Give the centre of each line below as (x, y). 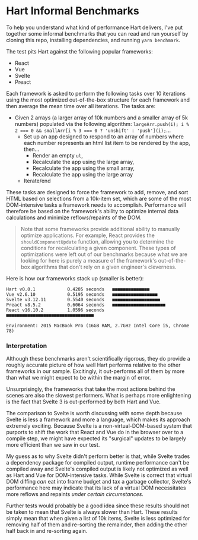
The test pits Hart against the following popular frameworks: (79, 51)
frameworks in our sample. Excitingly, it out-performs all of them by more (95, 371)
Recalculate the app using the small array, (84, 168)
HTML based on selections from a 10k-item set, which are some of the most (99, 198)
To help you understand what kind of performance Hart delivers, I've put (95, 27)
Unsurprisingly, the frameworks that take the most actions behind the (91, 389)
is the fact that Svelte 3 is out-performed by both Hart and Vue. (84, 402)
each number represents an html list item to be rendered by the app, (107, 143)
